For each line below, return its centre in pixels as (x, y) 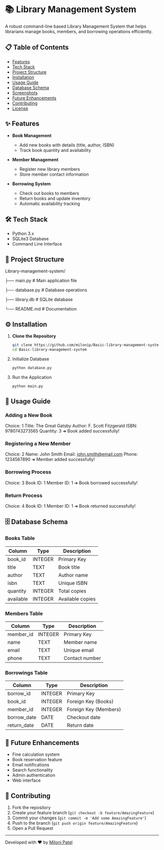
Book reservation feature (37, 760)
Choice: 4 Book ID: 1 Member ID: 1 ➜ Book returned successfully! (70, 506)
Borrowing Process (28, 472)
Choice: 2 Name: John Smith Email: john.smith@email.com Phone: (72, 454)
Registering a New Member (38, 444)
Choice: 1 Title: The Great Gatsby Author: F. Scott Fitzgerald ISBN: (71, 426)
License (20, 108)
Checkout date (84, 717)
